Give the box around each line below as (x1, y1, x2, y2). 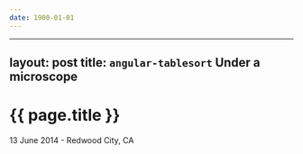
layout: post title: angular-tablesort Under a (9, 55, 261, 70)
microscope (9, 69, 78, 85)
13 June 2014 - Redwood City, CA (9, 134, 134, 145)
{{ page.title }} (9, 105, 121, 126)
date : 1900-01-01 (9, 13, 75, 23)
